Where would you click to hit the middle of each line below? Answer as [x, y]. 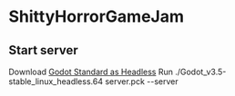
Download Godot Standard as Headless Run [91, 72]
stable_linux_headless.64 [56, 82]
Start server [43, 50]
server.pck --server [142, 82]
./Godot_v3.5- [201, 72]
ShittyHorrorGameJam [96, 17]
